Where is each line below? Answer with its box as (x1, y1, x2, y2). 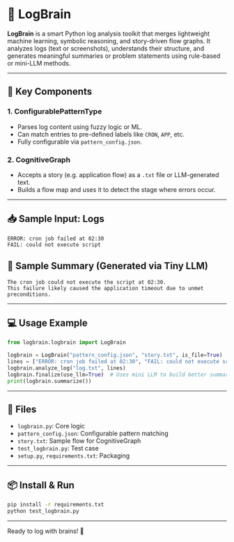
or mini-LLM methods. (7, 59, 71, 67)
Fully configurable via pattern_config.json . (17, 137, 142, 146)
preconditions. (7, 291, 52, 298)
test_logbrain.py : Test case (17, 444, 99, 453)
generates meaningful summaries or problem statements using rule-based (7, 52, 221, 60)
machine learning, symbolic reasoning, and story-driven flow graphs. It (7, 36, 211, 45)
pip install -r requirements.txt (7, 502, 104, 509)
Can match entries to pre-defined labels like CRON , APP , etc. (17, 130, 185, 138)
